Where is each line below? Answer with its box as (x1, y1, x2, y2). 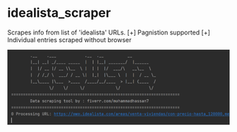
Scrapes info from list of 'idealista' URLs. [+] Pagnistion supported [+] (7, 28, 210, 37)
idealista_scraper (7, 5, 111, 21)
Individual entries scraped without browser (7, 35, 132, 44)
